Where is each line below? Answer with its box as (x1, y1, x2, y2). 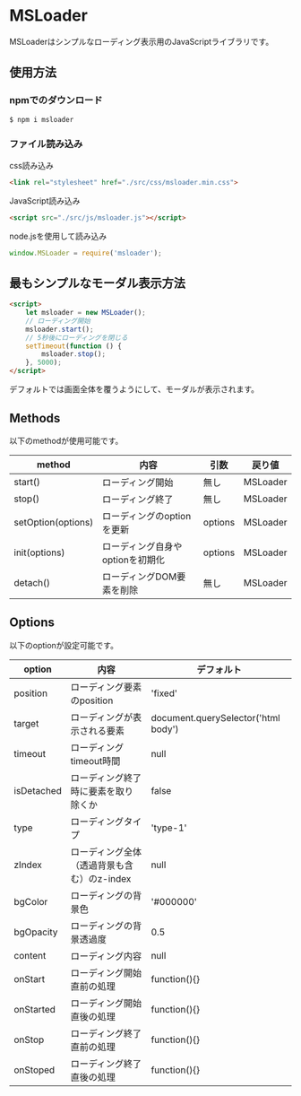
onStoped (13, 1064, 56, 1076)
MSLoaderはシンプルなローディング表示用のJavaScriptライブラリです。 (9, 36, 274, 47)
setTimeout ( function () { (25, 342, 123, 351)
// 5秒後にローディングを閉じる (25, 333, 128, 342)
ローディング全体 (70, 845, 142, 857)
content (13, 949, 47, 961)
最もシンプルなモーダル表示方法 (9, 275, 186, 291)
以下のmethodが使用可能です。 (9, 435, 124, 446)
